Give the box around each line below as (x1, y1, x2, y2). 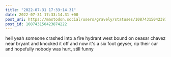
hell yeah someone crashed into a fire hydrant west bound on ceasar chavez (5, 35, 166, 41)
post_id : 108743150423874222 (5, 21, 67, 27)
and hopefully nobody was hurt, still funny (5, 46, 94, 52)
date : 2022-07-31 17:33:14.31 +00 (5, 12, 79, 17)
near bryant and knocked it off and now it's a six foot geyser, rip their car (5, 41, 158, 47)
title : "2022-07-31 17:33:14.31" (5, 7, 76, 13)
